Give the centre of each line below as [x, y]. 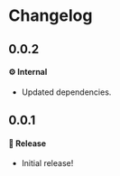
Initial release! [47, 163]
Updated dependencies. [66, 92]
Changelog [51, 16]
